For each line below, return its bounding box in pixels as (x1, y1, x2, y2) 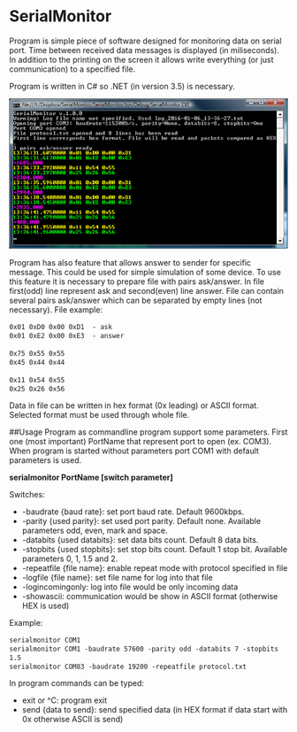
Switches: (9, 489, 46, 499)
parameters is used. (9, 454, 82, 466)
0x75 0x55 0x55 (9, 349, 65, 358)
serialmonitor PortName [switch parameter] (9, 472, 174, 482)
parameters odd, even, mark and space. (21, 525, 168, 536)
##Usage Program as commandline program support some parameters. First (9, 427, 288, 437)
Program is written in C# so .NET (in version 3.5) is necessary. (9, 81, 236, 91)
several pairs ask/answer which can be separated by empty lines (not (9, 295, 263, 305)
